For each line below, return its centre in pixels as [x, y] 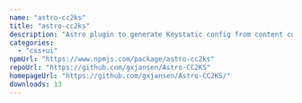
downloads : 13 [36, 84]
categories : [31, 43]
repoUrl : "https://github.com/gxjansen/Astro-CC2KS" [110, 68]
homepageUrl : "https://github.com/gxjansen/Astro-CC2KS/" [120, 76]
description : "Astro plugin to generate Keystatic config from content [146, 34]
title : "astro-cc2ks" [50, 26]
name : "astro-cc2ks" [48, 17]
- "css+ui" [38, 51]
